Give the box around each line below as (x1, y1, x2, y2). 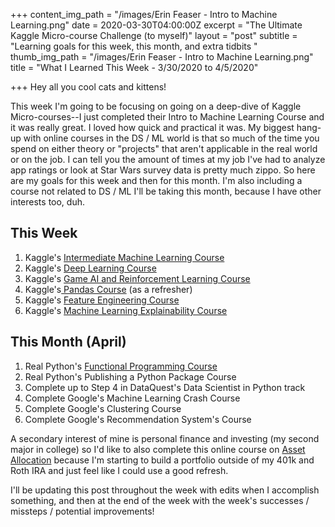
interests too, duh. (10, 196, 85, 208)
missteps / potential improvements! (10, 505, 155, 517)
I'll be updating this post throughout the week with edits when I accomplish (10, 484, 320, 496)
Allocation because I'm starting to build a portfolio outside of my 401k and (10, 454, 315, 466)
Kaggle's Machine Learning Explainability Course (24, 304, 228, 316)
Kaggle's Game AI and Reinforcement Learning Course (24, 272, 251, 284)
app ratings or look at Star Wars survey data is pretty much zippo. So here (10, 164, 316, 176)
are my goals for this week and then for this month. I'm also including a (10, 175, 303, 186)
